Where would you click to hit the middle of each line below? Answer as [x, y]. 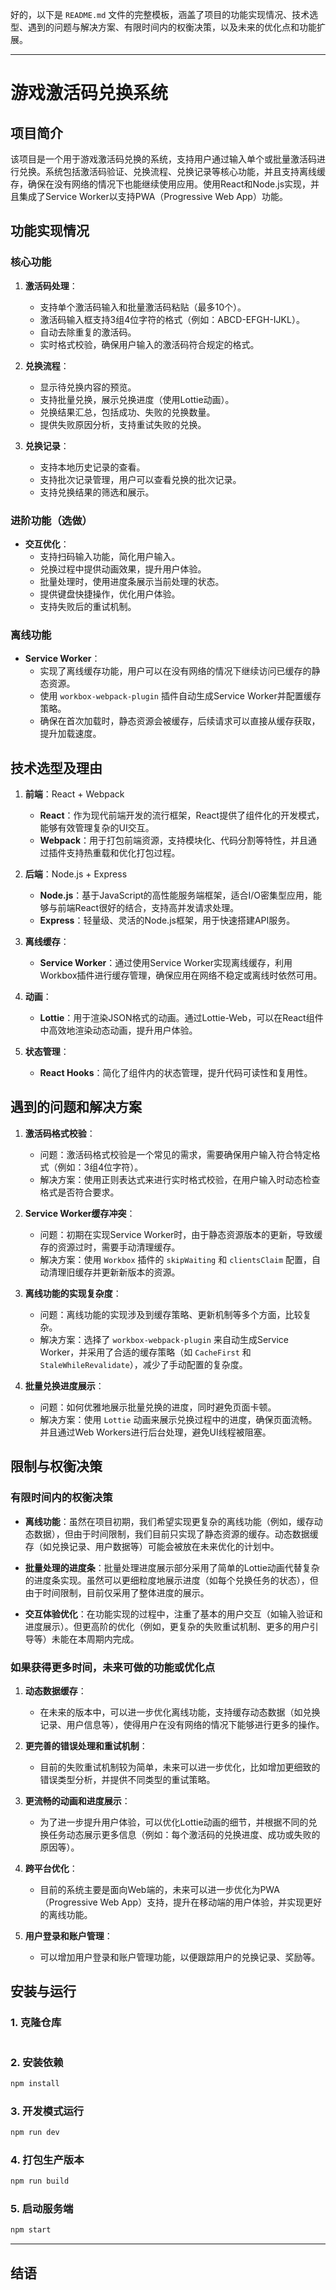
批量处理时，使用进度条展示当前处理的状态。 [132, 581]
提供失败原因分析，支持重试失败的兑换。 [123, 424]
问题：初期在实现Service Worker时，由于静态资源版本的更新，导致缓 [181, 1234]
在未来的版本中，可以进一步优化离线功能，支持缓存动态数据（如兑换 [180, 1712]
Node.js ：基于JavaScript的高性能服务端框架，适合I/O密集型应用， [176, 895]
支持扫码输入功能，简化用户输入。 [110, 556]
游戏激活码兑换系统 [89, 93]
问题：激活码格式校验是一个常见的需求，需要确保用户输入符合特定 [175, 1154]
